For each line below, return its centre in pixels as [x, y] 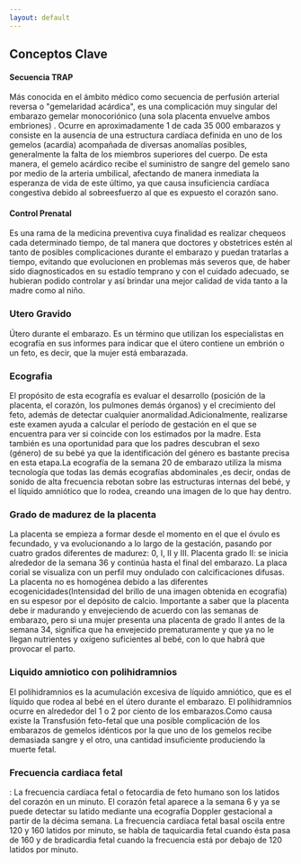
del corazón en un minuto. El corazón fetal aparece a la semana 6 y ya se [145, 801]
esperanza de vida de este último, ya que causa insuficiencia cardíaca [139, 183]
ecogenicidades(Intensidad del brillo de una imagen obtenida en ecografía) [148, 591]
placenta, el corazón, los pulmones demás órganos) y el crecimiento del [142, 405]
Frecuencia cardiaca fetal [66, 772]
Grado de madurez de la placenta [83, 514]
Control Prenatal [40, 213]
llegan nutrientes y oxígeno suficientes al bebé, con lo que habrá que [137, 639]
